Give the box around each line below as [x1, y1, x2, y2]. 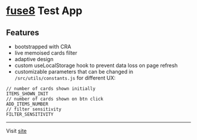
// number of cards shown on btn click [6, 96, 104, 102]
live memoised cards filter [14, 49, 77, 56]
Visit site [6, 128, 27, 134]
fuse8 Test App [6, 4, 83, 18]
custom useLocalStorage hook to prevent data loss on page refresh [14, 62, 178, 69]
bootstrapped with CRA [14, 43, 72, 50]
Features [6, 28, 39, 38]
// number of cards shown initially [6, 86, 96, 92]
